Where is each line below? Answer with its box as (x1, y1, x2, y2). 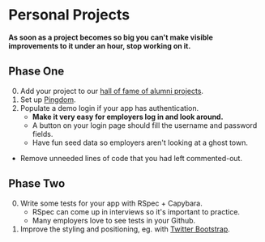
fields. (32, 129, 53, 138)
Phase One (8, 65, 65, 79)
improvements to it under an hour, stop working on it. (8, 40, 191, 50)
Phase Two (8, 176, 66, 191)
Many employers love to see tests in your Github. (32, 215, 196, 225)
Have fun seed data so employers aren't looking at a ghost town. (32, 138, 249, 147)
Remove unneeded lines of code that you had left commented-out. (19, 153, 243, 163)
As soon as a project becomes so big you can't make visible (8, 32, 213, 42)
